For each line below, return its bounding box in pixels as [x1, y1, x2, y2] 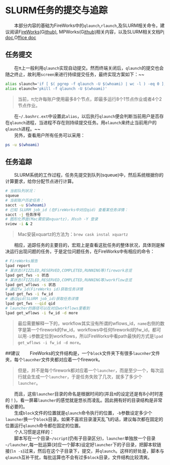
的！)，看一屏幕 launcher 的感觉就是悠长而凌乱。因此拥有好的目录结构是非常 [5, 397, 163, 403]
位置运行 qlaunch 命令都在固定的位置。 [5, 422, 83, 428]
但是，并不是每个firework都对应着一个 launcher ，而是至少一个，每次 [17, 367, 160, 373]
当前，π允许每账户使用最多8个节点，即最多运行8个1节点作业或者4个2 [17, 96, 162, 102]
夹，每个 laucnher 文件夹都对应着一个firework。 [5, 356, 103, 362]
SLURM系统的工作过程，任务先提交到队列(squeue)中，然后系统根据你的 [14, 172, 164, 178]
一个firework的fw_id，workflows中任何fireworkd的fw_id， [31, 326, 153, 333]
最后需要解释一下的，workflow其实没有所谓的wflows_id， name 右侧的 [17, 320, 160, 326]
